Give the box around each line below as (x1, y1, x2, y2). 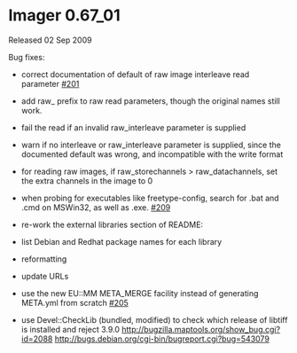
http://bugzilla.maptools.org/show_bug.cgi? (121, 324, 281, 334)
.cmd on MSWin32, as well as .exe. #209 (20, 201, 171, 213)
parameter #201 (20, 78, 80, 89)
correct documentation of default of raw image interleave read (20, 68, 250, 80)
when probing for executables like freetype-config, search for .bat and (20, 192, 280, 203)
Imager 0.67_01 (8, 5, 121, 26)
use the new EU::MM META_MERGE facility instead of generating (20, 287, 259, 298)
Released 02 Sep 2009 (8, 35, 92, 45)
